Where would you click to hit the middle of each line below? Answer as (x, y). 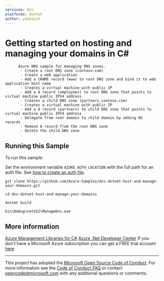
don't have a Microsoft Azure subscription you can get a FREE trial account (81, 243)
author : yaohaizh (23, 19)
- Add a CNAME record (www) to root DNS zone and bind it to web (88, 79)
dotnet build (18, 203)
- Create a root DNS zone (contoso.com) (62, 71)
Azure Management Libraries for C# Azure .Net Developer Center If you (77, 238)
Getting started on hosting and (68, 43)
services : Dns (20, 10)
